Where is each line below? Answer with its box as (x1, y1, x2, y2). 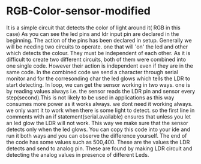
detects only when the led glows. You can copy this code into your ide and (6, 126, 191, 133)
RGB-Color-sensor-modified (6, 4, 151, 18)
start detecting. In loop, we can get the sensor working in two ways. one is (6, 81, 191, 88)
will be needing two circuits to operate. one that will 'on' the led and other (6, 43, 188, 50)
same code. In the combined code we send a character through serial (6, 68, 178, 75)
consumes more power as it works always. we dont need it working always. (6, 100, 193, 107)
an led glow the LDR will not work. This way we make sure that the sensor (6, 119, 188, 126)
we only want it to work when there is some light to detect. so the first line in (6, 107, 195, 114)
